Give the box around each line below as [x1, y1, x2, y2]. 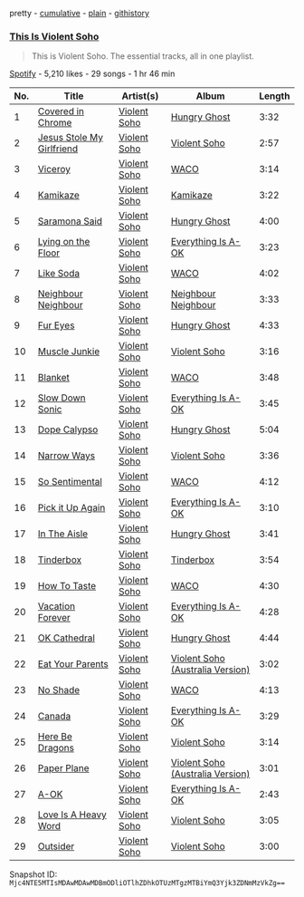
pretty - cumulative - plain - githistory [9, 8, 150, 18]
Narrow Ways [37, 449, 96, 462]
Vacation [37, 600, 75, 612]
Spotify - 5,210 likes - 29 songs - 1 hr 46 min [9, 68, 176, 80]
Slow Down [37, 391, 86, 404]
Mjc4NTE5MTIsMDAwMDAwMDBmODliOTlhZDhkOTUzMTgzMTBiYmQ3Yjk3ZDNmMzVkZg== [9, 879, 285, 888]
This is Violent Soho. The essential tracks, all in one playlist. [31, 51, 255, 62]
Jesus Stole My [37, 131, 104, 144]
